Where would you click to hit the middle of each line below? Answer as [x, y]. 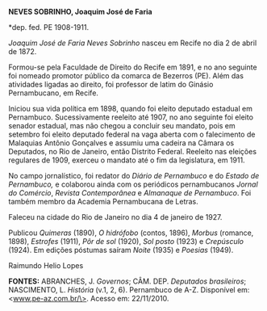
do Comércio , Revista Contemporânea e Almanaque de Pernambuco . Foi [130, 193]
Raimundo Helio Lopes [46, 265]
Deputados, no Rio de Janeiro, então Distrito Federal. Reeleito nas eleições [132, 151]
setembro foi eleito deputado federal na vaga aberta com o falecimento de [132, 134]
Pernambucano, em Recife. [54, 93]
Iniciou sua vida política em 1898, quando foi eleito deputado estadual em [130, 109]
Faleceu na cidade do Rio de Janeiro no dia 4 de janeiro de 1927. [115, 217]
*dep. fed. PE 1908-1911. [49, 27]
